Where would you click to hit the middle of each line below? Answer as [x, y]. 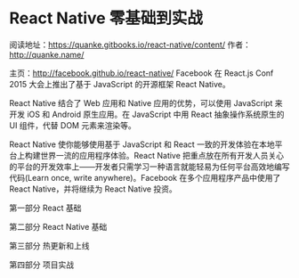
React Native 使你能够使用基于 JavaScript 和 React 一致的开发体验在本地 [142, 144]
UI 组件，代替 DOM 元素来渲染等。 [73, 125]
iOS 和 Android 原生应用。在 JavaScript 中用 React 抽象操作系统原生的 [155, 114]
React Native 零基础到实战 [106, 18]
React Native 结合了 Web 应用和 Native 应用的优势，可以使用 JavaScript [141, 102]
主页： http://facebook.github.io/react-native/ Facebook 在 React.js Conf [141, 73]
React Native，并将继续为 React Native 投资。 [93, 189]
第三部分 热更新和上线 [49, 245]
